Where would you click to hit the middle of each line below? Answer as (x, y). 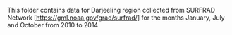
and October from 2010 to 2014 (53, 25)
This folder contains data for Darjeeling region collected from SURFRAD (111, 10)
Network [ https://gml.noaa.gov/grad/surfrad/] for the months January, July (116, 17)
